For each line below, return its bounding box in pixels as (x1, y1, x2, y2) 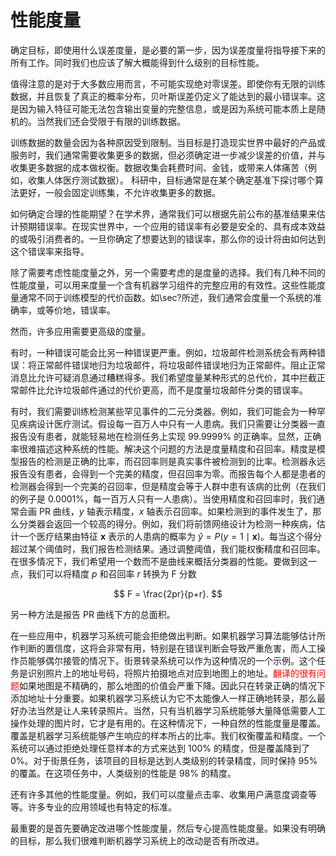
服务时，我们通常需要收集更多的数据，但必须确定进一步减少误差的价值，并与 (10, 149, 326, 161)
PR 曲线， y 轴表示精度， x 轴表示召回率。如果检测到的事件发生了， (38, 505, 313, 517)
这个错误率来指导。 (10, 245, 90, 257)
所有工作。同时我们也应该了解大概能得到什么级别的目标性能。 (10, 56, 265, 68)
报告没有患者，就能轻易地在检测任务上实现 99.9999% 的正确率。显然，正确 (10, 430, 322, 442)
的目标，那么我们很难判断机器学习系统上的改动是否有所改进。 (10, 834, 265, 846)
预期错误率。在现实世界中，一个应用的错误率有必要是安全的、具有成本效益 (18, 220, 326, 232)
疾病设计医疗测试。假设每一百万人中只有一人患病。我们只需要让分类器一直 (18, 417, 326, 430)
